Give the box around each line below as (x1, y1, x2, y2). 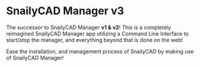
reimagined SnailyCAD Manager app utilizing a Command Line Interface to (6, 30, 189, 37)
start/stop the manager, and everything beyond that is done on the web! (6, 36, 183, 43)
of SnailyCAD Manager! (6, 54, 64, 61)
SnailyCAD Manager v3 (6, 4, 124, 18)
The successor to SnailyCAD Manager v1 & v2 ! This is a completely (6, 24, 171, 31)
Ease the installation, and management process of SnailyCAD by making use (6, 47, 194, 55)
